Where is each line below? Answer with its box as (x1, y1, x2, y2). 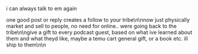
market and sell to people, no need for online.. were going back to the (6, 23, 177, 29)
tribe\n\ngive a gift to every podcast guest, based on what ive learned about (6, 29, 193, 36)
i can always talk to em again (6, 5, 77, 12)
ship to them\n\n (6, 41, 46, 48)
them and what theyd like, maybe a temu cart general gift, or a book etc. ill (6, 35, 188, 42)
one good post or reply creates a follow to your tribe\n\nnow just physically (6, 16, 190, 23)
